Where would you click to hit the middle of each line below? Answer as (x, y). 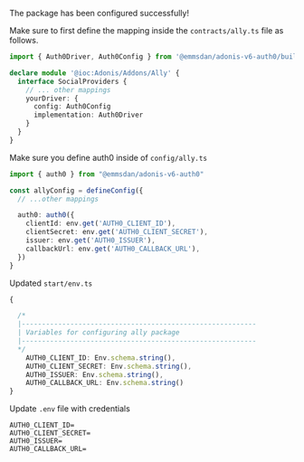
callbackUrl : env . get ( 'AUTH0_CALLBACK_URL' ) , (113, 249)
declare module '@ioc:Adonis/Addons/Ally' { (95, 73)
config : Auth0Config (72, 107)
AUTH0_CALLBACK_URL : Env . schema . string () (104, 383)
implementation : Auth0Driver (88, 115)
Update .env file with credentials (70, 409)
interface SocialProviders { (72, 81)
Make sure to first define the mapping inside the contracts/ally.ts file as (147, 30)
